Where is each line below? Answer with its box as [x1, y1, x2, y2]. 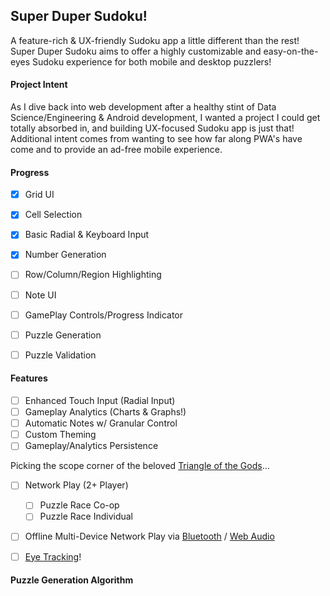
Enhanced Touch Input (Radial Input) [24, 394, 176, 406]
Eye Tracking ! [24, 550, 82, 563]
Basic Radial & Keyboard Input [24, 229, 150, 241]
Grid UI [24, 189, 55, 201]
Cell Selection [24, 209, 83, 221]
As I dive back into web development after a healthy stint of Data [10, 101, 277, 113]
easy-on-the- [263, 45, 319, 57]
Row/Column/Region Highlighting [24, 269, 162, 281]
